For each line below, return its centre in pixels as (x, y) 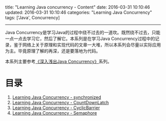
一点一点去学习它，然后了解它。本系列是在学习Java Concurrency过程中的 (80, 39)
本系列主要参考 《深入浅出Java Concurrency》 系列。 (59, 61)
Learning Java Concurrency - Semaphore (55, 113)
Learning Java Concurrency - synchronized (57, 97)
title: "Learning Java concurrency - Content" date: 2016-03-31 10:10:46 (78, 7)
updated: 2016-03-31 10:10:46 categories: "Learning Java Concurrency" (79, 12)
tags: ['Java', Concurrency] (33, 18)
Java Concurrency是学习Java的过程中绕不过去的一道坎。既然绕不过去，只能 (83, 32)
